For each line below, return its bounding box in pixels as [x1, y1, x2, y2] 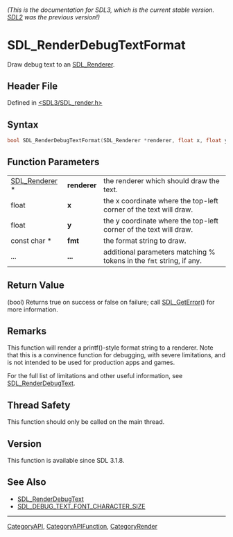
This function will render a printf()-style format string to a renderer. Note [7, 343, 214, 352]
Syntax [7, 119, 39, 130]
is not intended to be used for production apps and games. [7, 358, 175, 367]
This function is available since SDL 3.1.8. [7, 457, 125, 465]
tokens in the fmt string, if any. [103, 255, 202, 265]
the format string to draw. [103, 236, 187, 246]
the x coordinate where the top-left [103, 196, 218, 205]
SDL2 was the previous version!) [7, 12, 101, 21]
